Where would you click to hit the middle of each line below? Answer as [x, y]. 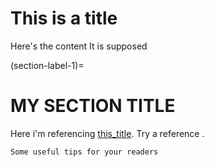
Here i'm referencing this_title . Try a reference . [107, 133]
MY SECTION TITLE [93, 106]
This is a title [64, 18]
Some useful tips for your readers [84, 152]
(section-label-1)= [47, 65]
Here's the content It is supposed [79, 46]
